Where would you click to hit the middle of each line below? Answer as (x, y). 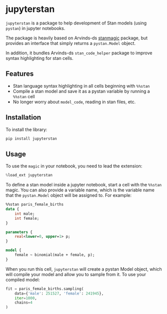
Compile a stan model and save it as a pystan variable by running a (81, 91)
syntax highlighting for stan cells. (40, 58)
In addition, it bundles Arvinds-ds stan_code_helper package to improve (79, 53)
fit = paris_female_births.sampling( (45, 289)
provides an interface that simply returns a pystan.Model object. (71, 43)
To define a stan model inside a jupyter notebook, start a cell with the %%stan (84, 185)
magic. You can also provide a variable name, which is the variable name (80, 190)
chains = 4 (24, 303)
